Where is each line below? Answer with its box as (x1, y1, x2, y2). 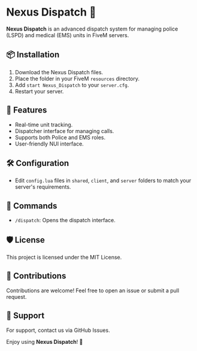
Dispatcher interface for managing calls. (14, 127, 114, 134)
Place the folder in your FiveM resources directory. (14, 75, 140, 82)
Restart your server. (14, 87, 64, 95)
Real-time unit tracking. (14, 121, 73, 128)
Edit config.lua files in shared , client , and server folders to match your (14, 177, 192, 184)
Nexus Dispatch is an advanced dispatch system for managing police (6, 25, 178, 32)
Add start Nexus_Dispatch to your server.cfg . (14, 81, 129, 89)
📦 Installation (6, 50, 60, 60)
